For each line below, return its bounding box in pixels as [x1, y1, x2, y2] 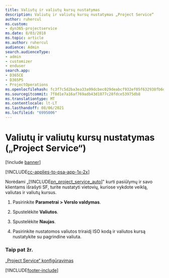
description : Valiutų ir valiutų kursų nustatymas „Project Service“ [5, 12, 154, 17]
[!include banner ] [5, 159, 41, 165]
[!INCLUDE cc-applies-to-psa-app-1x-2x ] [5, 169, 90, 175]
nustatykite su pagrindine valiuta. [12, 233, 82, 239]
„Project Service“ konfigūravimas [5, 257, 74, 264]
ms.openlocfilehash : [5, 86, 49, 92]
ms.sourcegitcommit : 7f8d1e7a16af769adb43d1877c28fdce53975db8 [5, 91, 141, 97]
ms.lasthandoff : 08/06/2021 [5, 106, 64, 111]
